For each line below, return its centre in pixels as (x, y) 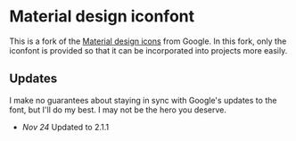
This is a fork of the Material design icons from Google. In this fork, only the (148, 41)
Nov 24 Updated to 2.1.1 (66, 127)
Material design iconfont (102, 17)
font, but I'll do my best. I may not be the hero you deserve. (118, 110)
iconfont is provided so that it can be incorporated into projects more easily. (148, 50)
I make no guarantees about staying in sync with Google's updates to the (143, 100)
